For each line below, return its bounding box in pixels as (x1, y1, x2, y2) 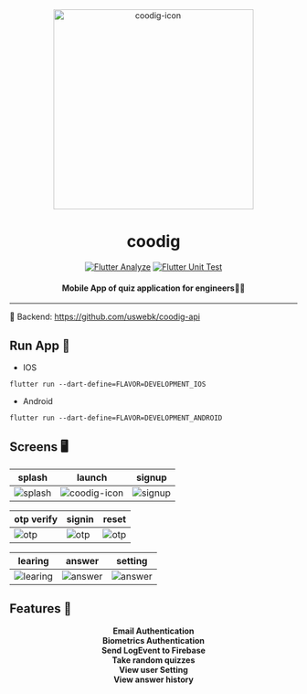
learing (17, 554, 49, 567)
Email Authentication (112, 625, 195, 636)
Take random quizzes (111, 654, 196, 666)
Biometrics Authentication (101, 635, 206, 646)
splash (17, 471, 48, 484)
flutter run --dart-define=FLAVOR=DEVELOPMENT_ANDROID (9, 413, 223, 422)
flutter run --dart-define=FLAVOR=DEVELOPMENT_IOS (9, 379, 206, 389)
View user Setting (118, 664, 189, 675)
